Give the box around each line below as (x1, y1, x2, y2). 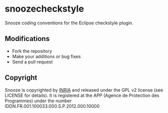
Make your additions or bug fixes (12, 53, 81, 59)
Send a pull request (12, 59, 53, 65)
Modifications (5, 34, 50, 43)
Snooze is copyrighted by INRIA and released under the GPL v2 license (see (5, 87, 163, 93)
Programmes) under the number (5, 97, 72, 104)
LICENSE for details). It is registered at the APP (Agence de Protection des (5, 92, 160, 98)
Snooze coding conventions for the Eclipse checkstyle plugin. (5, 20, 134, 26)
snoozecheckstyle (5, 3, 85, 15)
